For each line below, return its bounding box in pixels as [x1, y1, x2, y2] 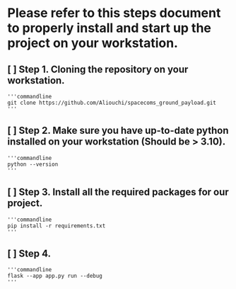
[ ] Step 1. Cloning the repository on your [7, 63, 189, 75]
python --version [7, 161, 59, 168]
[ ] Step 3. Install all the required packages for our [7, 186, 230, 198]
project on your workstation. [7, 35, 179, 51]
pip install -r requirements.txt [7, 222, 106, 229]
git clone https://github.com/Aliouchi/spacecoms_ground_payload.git [7, 99, 217, 106]
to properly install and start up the [7, 20, 212, 36]
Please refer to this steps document [7, 5, 221, 21]
